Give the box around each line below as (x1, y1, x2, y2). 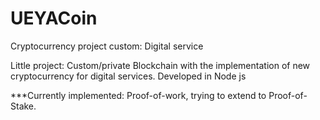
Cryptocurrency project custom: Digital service (10, 40, 204, 52)
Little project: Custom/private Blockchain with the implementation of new (10, 59, 311, 71)
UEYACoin (10, 7, 98, 30)
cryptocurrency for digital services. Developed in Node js (10, 70, 247, 82)
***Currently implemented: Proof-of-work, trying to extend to (10, 89, 267, 101)
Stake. (10, 100, 37, 112)
